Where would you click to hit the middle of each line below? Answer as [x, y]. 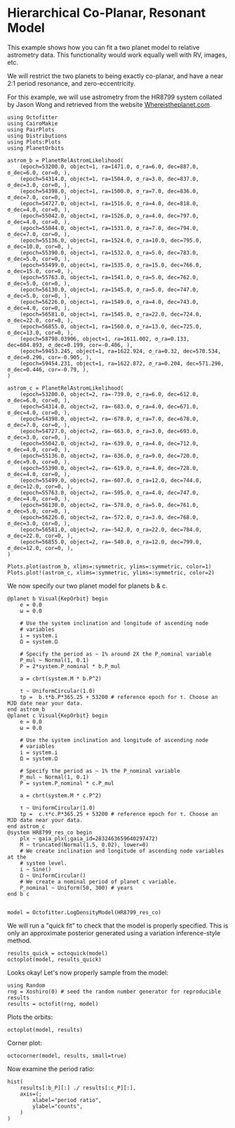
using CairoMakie [33, 123]
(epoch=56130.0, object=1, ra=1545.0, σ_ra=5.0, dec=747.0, [109, 290]
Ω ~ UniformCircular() [53, 876]
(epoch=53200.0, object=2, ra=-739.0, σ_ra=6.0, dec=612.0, [109, 394]
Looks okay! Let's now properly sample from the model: [88, 973]
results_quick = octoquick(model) [58, 953]
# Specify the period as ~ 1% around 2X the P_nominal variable [116, 654]
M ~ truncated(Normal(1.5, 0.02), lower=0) [85, 845]
